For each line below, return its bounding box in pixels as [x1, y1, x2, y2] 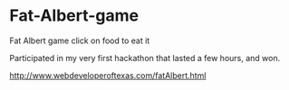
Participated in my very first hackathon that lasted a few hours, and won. [9, 52, 281, 63]
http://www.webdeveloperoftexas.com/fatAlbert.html [9, 69, 207, 81]
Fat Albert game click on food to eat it [9, 35, 150, 46]
